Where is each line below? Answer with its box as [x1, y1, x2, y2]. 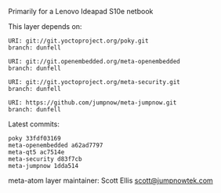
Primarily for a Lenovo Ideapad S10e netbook [8, 7, 154, 16]
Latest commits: [8, 119, 60, 129]
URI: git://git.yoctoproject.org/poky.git [8, 37, 149, 45]
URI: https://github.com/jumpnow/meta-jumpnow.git [8, 99, 177, 107]
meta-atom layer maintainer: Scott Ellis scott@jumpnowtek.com [8, 176, 213, 185]
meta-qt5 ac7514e [8, 148, 65, 156]
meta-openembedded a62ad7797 [8, 141, 103, 149]
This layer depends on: [8, 22, 82, 31]
